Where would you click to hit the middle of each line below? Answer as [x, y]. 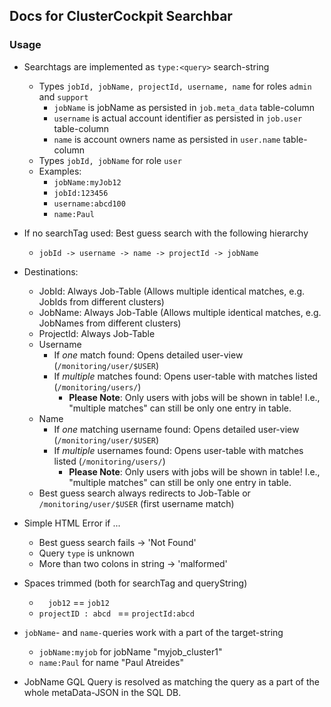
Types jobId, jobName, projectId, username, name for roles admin [175, 86]
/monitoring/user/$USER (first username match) [136, 503]
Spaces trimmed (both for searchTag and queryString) [135, 583]
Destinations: [51, 271]
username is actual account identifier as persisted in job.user [178, 118]
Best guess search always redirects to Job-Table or [144, 493]
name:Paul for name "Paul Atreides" [111, 662]
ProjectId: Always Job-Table [97, 333]
